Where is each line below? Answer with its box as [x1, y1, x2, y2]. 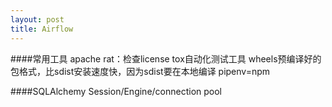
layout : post [10, 14, 65, 25]
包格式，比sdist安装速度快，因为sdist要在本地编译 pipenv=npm [10, 65, 271, 77]
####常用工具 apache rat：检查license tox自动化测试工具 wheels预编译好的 [10, 52, 322, 65]
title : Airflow [10, 24, 74, 34]
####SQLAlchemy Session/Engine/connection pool [10, 85, 223, 97]
